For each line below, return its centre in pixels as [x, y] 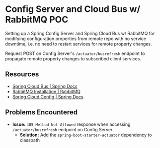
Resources [22, 74]
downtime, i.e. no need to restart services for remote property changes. [79, 44]
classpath [30, 140]
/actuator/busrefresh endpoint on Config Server [62, 129]
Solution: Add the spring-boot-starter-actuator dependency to [86, 135]
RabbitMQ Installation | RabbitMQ [46, 91]
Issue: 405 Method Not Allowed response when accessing [71, 124]
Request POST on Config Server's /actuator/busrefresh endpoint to [75, 53]
